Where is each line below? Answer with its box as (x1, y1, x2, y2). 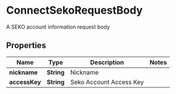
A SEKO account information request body (6, 23, 110, 30)
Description (90, 58, 124, 66)
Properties (6, 40, 46, 51)
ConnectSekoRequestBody (6, 4, 143, 17)
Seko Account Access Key (70, 78, 144, 86)
